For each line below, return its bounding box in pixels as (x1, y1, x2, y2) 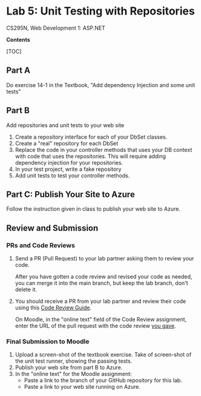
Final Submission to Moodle (6, 337, 90, 346)
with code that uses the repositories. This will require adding (15, 153, 166, 160)
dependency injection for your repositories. (15, 159, 123, 166)
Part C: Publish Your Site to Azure (6, 189, 135, 199)
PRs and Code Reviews (6, 241, 76, 249)
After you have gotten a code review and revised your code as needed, (15, 273, 193, 280)
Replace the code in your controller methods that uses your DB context (15, 146, 193, 153)
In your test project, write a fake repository (15, 165, 122, 173)
